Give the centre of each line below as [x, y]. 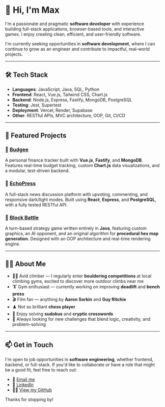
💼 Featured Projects [36, 136]
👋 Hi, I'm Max [32, 10]
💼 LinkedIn [23, 384]
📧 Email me [24, 379]
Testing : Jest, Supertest [37, 105]
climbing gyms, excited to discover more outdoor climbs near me [78, 281]
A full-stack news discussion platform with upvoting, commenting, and [76, 194]
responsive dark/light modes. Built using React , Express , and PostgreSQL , [81, 200]
